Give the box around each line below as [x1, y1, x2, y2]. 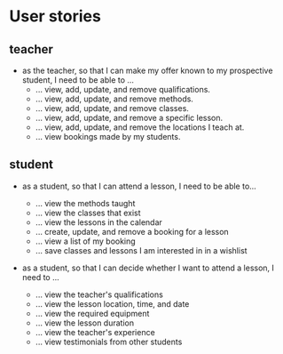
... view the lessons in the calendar [35, 216, 162, 228]
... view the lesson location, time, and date [35, 298, 190, 309]
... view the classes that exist [35, 207, 141, 218]
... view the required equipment [35, 308, 150, 318]
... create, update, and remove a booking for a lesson [35, 226, 229, 237]
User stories [9, 6, 102, 27]
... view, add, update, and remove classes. [35, 103, 189, 113]
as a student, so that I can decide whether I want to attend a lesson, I [21, 262, 275, 273]
